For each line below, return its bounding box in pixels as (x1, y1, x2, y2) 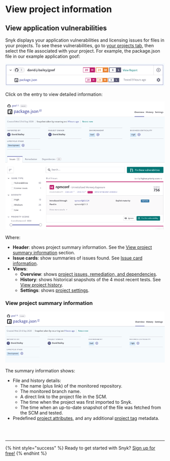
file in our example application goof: (5, 53, 80, 59)
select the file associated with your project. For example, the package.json (5, 48, 160, 54)
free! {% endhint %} (5, 450, 47, 456)
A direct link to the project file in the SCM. (20, 394, 107, 400)
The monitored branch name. (20, 388, 81, 394)
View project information (5, 4, 112, 15)
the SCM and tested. (20, 409, 63, 416)
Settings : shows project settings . (20, 287, 90, 293)
